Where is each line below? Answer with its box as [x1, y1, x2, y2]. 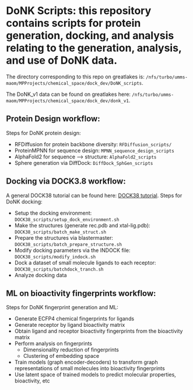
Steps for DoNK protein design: [6, 129, 81, 136]
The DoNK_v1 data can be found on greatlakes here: [6, 91, 131, 98]
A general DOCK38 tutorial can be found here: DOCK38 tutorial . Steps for [6, 192, 183, 199]
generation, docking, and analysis [6, 29, 174, 42]
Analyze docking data [14, 271, 67, 278]
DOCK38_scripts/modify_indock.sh [14, 254, 96, 260]
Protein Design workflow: [6, 114, 100, 124]
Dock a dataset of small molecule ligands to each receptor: [14, 259, 156, 266]
